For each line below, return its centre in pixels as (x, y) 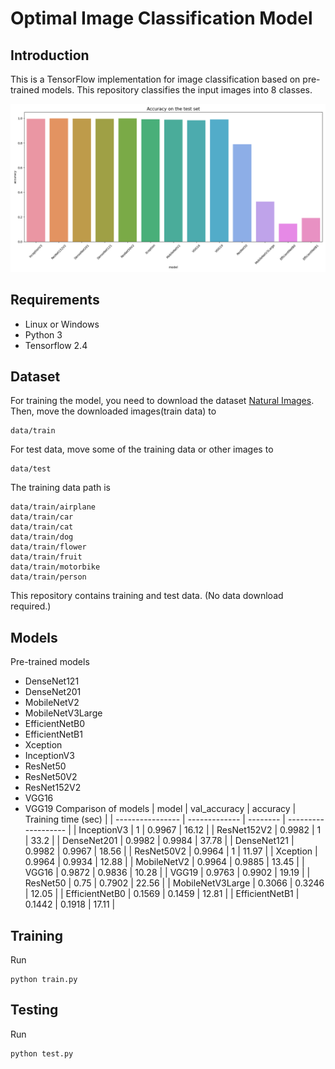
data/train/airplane (53, 507)
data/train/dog (42, 537)
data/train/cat (42, 527)
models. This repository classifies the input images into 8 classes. (177, 90)
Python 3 (43, 334)
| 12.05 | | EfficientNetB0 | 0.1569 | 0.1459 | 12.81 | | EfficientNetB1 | (162, 894)
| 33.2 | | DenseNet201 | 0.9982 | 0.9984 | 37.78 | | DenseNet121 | (159, 841)
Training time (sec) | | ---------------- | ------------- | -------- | (155, 819)
